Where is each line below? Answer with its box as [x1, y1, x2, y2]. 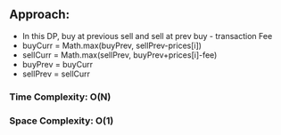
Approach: [9, 7, 70, 22]
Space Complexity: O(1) [9, 115, 114, 127]
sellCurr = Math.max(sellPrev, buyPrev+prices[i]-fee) [21, 49, 218, 60]
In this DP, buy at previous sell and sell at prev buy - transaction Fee [21, 30, 273, 41]
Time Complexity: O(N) [9, 91, 112, 103]
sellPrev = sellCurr [21, 68, 91, 79]
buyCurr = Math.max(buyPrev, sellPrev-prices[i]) [21, 40, 202, 51]
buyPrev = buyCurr [21, 59, 94, 69]
